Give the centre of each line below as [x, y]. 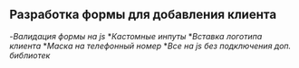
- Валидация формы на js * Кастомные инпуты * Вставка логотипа [136, 36]
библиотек [30, 55]
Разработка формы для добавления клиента [143, 15]
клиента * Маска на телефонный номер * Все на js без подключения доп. [150, 46]
